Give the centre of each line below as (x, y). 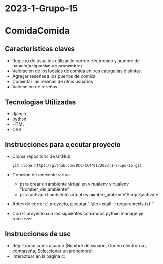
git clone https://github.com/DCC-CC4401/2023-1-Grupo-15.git (77, 165)
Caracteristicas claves (40, 49)
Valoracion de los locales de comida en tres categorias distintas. (77, 71)
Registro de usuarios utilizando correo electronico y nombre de (76, 61)
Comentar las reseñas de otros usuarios (52, 82)
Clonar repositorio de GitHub (41, 156)
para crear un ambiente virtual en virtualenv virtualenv (74, 184)
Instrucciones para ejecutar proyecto (63, 145)
